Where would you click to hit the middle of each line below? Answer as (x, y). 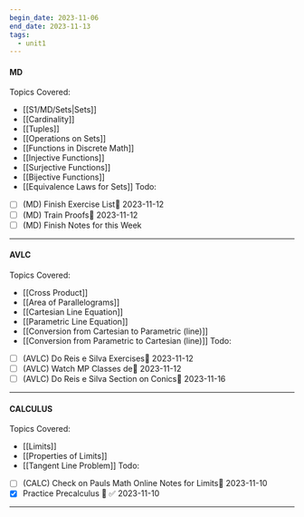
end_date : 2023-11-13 (50, 26)
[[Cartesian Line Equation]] (73, 312)
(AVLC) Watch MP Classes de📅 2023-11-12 (102, 368)
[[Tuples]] (41, 129)
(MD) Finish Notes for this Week (82, 225)
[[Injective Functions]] (63, 158)
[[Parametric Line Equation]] (75, 321)
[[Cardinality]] (48, 120)
